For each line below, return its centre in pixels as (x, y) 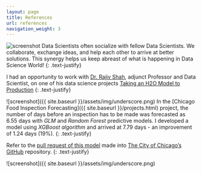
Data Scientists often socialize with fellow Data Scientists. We (118, 46)
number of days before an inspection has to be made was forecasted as (96, 114)
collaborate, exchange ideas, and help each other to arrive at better (90, 53)
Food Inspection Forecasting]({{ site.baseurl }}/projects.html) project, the (97, 108)
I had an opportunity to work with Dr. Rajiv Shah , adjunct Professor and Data (101, 77)
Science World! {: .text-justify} (44, 65)
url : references (27, 23)
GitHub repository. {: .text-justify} (48, 152)
